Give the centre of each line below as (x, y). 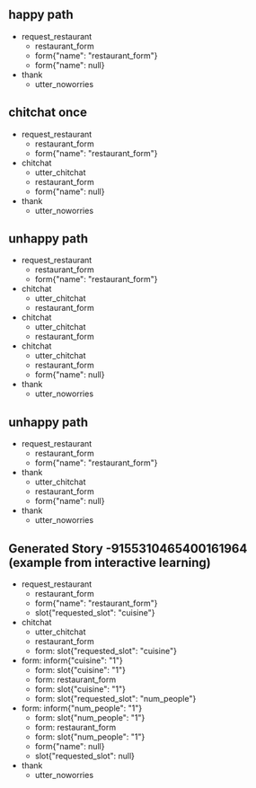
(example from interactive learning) (110, 562)
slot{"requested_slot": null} (85, 756)
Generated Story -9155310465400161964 (128, 549)
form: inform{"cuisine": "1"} (72, 660)
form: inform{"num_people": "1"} (82, 708)
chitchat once (48, 113)
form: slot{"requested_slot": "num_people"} (115, 699)
